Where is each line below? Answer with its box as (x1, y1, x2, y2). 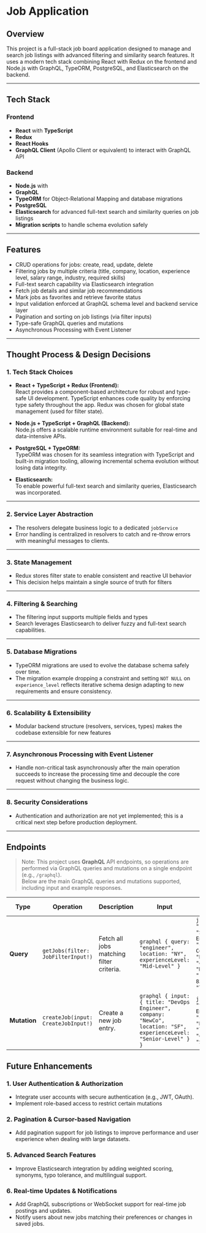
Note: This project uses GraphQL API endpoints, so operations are (21, 858, 189, 865)
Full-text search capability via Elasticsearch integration (15, 280, 154, 287)
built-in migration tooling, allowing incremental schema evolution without (15, 458, 199, 465)
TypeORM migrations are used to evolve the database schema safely (15, 661, 189, 669)
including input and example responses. (21, 884, 123, 892)
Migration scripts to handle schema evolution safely (15, 221, 148, 228)
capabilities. (15, 626, 46, 634)
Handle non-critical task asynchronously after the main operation (15, 764, 180, 772)
